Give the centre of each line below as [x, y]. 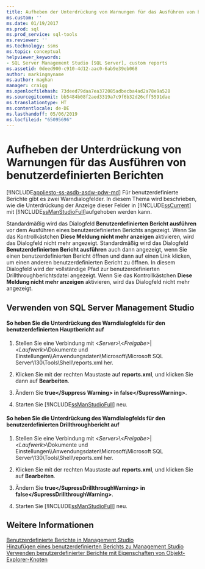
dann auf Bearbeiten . [42, 381]
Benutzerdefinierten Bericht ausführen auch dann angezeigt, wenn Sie [97, 250]
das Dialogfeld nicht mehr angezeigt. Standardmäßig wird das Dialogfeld [97, 243]
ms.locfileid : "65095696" [39, 119]
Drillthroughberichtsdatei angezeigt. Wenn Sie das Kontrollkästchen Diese [99, 275]
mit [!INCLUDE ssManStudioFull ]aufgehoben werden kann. [79, 212]
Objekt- [176, 553]
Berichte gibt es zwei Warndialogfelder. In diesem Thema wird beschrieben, [102, 199]
